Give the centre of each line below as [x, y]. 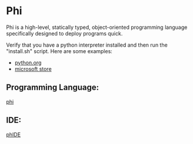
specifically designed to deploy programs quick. [64, 33]
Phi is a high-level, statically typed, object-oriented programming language [97, 27]
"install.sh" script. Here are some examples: [59, 51]
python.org [28, 63]
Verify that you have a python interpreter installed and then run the [87, 45]
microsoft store [33, 68]
